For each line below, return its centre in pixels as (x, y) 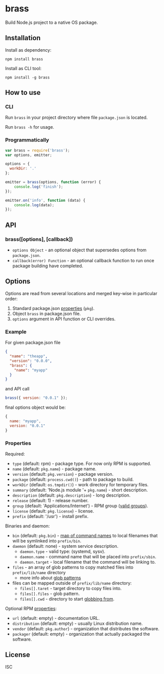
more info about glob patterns (50, 578)
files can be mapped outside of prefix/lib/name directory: (72, 583)
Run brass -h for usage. (30, 127)
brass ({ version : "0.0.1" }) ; (37, 398)
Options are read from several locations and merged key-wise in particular (81, 293)
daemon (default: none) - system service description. (65, 546)
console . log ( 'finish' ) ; (39, 187)
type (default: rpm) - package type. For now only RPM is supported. (82, 463)
